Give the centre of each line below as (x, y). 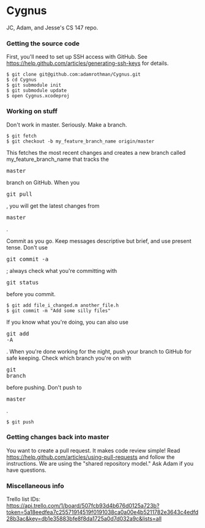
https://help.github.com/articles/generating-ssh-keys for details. (88, 63)
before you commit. (31, 294)
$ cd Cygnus (21, 80)
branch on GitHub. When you (43, 182)
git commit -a (28, 259)
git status (23, 282)
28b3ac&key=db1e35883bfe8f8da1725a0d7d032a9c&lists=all (84, 519)
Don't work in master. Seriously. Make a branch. (67, 125)
